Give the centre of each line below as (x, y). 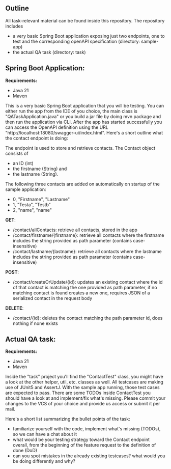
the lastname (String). (35, 174)
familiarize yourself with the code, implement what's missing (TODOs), (87, 429)
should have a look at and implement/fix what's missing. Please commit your (85, 398)
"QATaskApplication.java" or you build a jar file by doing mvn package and (83, 116)
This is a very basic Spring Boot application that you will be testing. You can (85, 105)
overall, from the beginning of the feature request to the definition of (84, 445)
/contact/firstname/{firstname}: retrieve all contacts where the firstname (88, 235)
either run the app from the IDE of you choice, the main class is (71, 111)
